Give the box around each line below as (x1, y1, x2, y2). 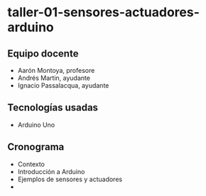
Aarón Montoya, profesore (17, 67, 95, 74)
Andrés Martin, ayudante (17, 74, 91, 82)
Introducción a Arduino (17, 167, 85, 175)
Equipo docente (7, 47, 79, 59)
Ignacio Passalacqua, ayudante (17, 81, 109, 89)
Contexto (17, 160, 45, 168)
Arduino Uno (17, 120, 55, 129)
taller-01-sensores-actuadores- (7, 4, 200, 21)
